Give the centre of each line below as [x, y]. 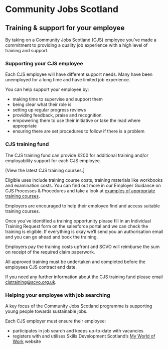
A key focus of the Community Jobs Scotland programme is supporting [79, 306]
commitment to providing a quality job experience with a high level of [76, 45]
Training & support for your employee [65, 28]
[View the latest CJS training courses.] [45, 170]
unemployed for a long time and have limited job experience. [68, 80]
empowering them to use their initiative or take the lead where [76, 121]
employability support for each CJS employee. [53, 160]
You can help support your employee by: [47, 89]
